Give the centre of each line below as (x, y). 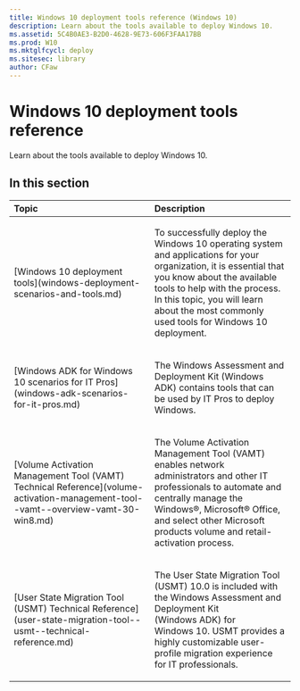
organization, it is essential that (220, 266)
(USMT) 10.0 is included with (217, 586)
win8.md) (34, 520)
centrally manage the (199, 498)
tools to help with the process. (218, 288)
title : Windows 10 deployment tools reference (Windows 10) (124, 17)
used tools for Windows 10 (211, 321)
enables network (190, 464)
